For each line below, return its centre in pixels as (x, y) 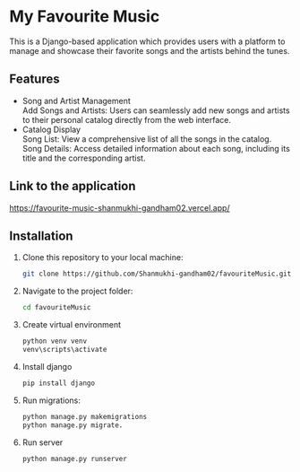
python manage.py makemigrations (85, 416)
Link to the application (73, 186)
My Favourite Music (85, 17)
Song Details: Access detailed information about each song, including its (156, 148)
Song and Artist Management (77, 101)
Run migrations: (51, 400)
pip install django (59, 383)
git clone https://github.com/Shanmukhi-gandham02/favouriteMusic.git (157, 274)
